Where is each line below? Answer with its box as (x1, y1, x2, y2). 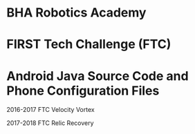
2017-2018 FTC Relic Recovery (6, 119, 94, 127)
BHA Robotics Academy (6, 5, 147, 21)
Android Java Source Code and (6, 68, 189, 84)
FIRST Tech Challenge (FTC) (6, 37, 171, 52)
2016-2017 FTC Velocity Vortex (6, 106, 95, 114)
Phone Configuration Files (6, 83, 160, 98)
